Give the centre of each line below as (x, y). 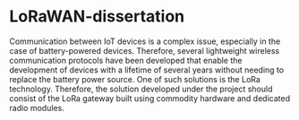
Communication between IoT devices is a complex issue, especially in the (145, 41)
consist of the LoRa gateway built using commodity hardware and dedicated (150, 98)
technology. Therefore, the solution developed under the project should (141, 89)
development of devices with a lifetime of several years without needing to (147, 70)
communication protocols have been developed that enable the (126, 60)
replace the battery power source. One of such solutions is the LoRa (135, 79)
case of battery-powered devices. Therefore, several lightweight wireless (145, 50)
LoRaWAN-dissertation (97, 17)
